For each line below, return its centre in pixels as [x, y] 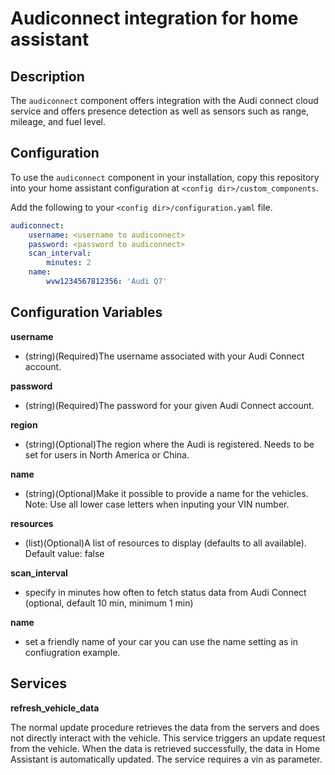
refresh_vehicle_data [55, 708]
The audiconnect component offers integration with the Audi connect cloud [164, 100]
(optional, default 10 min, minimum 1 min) [109, 603]
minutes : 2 [69, 263]
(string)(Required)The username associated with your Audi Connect [164, 356]
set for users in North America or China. [107, 454]
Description [47, 76]
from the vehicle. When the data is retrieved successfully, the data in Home [165, 748]
